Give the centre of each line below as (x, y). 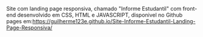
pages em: (20, 21)
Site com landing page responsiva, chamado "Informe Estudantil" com (94, 9)
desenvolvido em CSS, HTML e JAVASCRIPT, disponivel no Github (100, 15)
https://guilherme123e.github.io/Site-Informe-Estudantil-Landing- (114, 21)
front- (190, 9)
